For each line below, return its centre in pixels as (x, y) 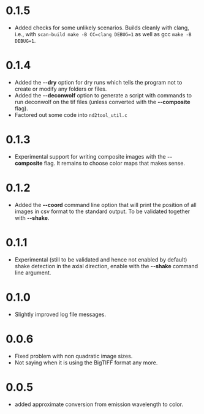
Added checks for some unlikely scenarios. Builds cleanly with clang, (102, 28)
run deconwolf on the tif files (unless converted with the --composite (102, 102)
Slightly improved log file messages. (60, 314)
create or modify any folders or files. (61, 89)
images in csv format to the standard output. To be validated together (102, 211)
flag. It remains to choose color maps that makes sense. (114, 163)
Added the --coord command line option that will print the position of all (105, 205)
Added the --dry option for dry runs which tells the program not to (98, 82)
